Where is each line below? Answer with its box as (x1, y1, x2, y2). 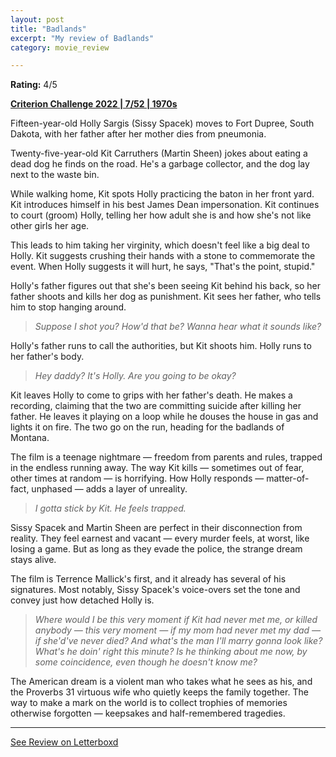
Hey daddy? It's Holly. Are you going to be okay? (34, 370, 237, 382)
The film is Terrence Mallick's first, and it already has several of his (10, 573, 287, 585)
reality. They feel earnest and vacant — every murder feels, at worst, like (10, 532, 310, 545)
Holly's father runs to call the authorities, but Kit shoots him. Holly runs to (10, 340, 312, 352)
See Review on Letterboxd (10, 736, 119, 748)
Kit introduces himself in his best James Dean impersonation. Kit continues (10, 199, 320, 211)
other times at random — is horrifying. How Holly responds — (10, 472, 265, 485)
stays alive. (10, 554, 57, 566)
